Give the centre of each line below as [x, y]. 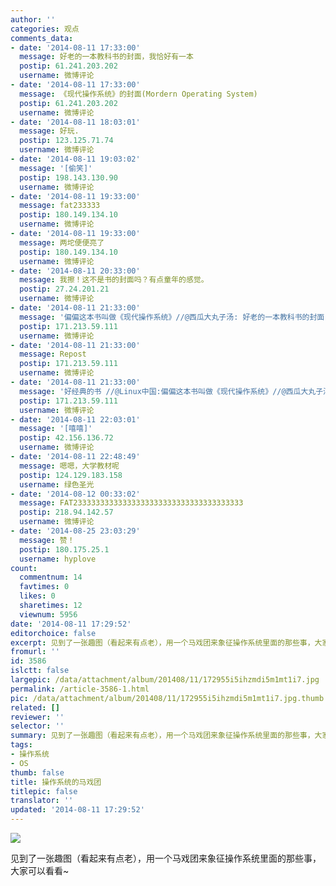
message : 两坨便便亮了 [62, 242]
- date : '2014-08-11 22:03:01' [75, 419]
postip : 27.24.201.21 [64, 289]
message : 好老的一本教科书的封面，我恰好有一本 [106, 57]
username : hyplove [58, 559]
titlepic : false [44, 791]
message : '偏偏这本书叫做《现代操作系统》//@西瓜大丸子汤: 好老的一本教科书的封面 [172, 317]
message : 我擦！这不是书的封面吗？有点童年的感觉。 [114, 280]
